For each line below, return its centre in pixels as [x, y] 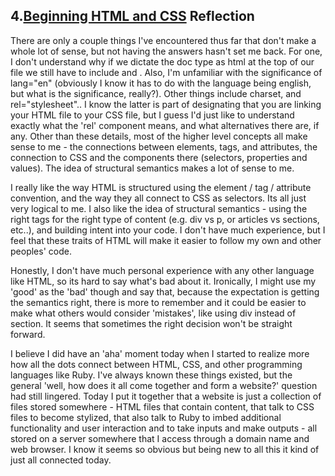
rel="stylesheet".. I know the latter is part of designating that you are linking [166, 104]
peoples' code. [41, 251]
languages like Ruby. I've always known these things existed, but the [151, 375]
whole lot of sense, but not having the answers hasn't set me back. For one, [166, 51]
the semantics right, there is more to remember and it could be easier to [158, 302]
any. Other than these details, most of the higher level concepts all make [159, 136]
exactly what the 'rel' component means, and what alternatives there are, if [165, 125]
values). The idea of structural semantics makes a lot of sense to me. [152, 168]
